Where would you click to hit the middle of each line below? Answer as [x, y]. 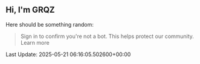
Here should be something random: [50, 24]
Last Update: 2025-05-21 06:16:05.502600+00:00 [68, 54]
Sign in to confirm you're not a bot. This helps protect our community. [107, 36]
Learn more [35, 42]
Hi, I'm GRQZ [30, 10]
